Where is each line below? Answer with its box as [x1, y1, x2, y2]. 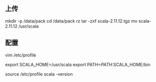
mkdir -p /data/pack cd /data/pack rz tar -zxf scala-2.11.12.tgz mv [5, 18, 138, 24]
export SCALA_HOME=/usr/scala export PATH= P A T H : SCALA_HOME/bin [5, 61, 151, 67]
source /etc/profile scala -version [5, 71, 73, 77]
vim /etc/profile [5, 52, 36, 58]
